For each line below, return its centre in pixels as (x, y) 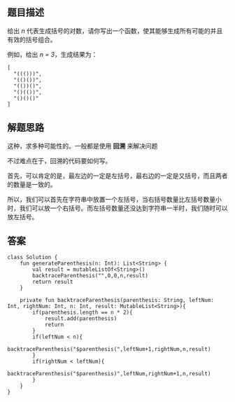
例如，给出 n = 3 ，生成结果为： (52, 54)
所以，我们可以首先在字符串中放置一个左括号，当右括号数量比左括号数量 (111, 199)
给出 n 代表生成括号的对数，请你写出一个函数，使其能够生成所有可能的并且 (115, 31)
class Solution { (33, 258)
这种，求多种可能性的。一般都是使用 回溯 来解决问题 (83, 146)
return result (53, 282)
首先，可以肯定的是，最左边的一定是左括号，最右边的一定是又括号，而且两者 (117, 175)
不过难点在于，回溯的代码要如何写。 (59, 160)
